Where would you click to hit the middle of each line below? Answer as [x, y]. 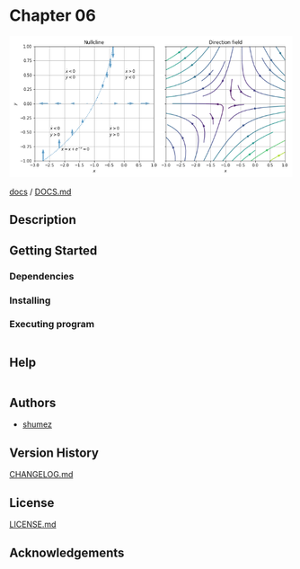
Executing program [52, 325]
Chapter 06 [53, 16]
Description [43, 220]
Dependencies [42, 276]
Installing [30, 300]
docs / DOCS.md [40, 191]
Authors [33, 403]
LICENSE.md [33, 525]
